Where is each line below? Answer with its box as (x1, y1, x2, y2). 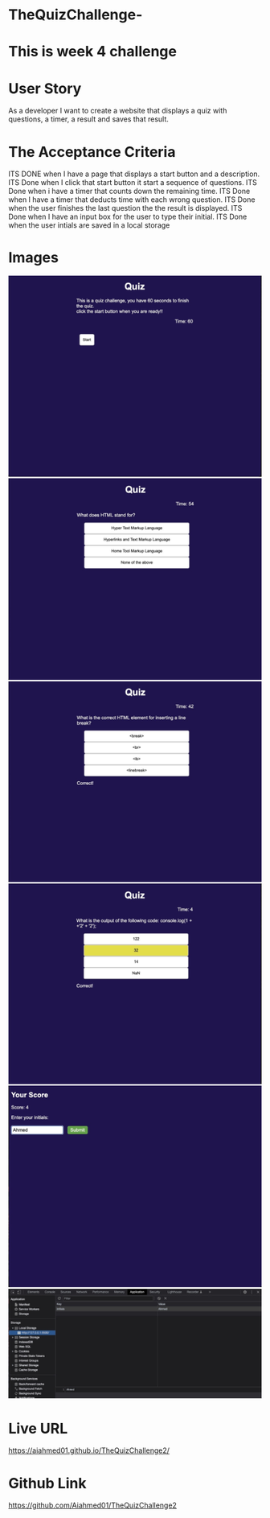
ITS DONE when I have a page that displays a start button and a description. (8, 169, 260, 179)
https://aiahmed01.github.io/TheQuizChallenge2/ (8, 1446, 170, 1455)
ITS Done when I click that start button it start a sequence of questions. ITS (8, 178, 257, 187)
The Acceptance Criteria (8, 142, 176, 161)
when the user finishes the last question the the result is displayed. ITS (8, 204, 243, 213)
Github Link (8, 1474, 87, 1492)
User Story (8, 79, 82, 97)
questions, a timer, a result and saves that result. (8, 114, 169, 124)
